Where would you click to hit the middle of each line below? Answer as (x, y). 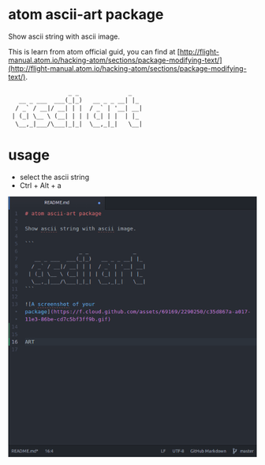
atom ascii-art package (86, 15)
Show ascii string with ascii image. (64, 36)
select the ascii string (54, 177)
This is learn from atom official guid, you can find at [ (94, 51)
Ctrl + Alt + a (40, 185)
